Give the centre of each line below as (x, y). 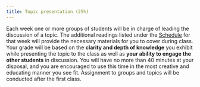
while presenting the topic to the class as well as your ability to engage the (99, 53)
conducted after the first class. (44, 79)
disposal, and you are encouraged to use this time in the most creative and (98, 66)
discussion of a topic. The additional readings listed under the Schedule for (98, 35)
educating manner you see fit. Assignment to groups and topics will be (93, 72)
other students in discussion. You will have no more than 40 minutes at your (100, 60)
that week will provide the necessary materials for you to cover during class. (100, 41)
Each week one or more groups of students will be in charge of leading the (98, 28)
